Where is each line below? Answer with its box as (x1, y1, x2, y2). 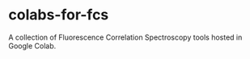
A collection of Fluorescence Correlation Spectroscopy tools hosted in (8, 32, 243, 42)
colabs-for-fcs (8, 6, 109, 24)
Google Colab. (8, 40, 57, 50)
